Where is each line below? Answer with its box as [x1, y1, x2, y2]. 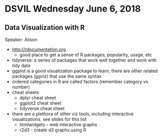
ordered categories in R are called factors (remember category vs [12, 79, 148, 84]
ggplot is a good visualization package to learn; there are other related [12, 68, 158, 74]
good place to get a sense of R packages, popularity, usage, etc [19, 52, 152, 58]
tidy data [12, 63, 31, 68]
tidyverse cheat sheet [19, 106, 65, 111]
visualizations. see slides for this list [12, 116, 87, 122]
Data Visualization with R [5, 23, 85, 32]
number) [12, 84, 30, 90]
